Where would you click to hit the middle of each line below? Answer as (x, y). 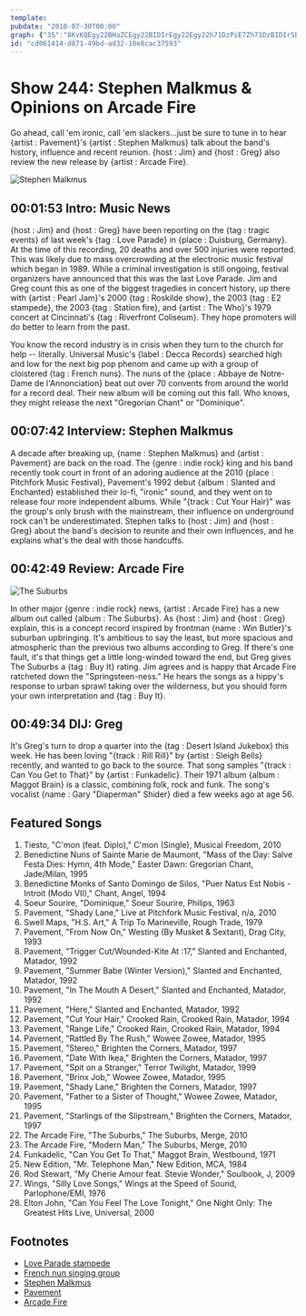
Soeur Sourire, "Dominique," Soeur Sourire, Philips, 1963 (129, 903)
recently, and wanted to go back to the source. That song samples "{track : (151, 765)
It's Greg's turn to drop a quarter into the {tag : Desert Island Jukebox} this (150, 746)
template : (29, 18)
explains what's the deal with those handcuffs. (97, 540)
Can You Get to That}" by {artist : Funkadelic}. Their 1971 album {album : (145, 775)
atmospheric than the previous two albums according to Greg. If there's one (152, 647)
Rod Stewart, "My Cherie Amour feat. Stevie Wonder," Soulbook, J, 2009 (159, 1174)
